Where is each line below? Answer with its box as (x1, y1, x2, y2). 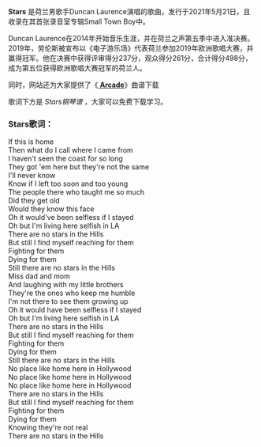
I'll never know (8, 171, 56, 180)
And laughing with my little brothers (8, 280, 124, 290)
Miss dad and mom (8, 271, 71, 281)
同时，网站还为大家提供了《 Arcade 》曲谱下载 (8, 80, 159, 89)
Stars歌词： (8, 118, 54, 129)
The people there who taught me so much (8, 188, 144, 197)
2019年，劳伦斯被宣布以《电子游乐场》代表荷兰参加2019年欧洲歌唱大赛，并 (8, 44, 254, 53)
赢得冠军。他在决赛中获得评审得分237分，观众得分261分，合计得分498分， (8, 54, 252, 63)
